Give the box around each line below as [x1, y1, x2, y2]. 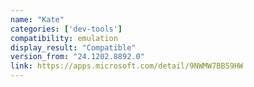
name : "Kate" [10, 14, 65, 25]
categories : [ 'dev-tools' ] [10, 24, 123, 34]
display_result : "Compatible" [10, 42, 137, 53]
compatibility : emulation [10, 33, 118, 43]
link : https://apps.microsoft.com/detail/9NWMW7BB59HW [10, 61, 244, 71]
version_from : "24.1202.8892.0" [10, 52, 145, 62]
